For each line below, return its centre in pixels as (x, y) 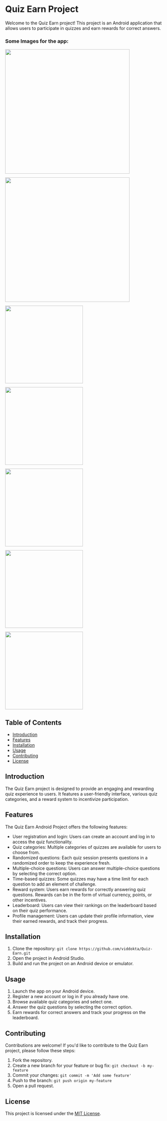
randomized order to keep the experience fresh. (61, 863)
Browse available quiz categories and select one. (63, 1002)
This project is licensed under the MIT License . (53, 1113)
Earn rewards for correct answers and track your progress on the (79, 1012)
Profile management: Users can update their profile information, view (83, 916)
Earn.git (21, 953)
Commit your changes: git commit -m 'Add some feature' (72, 1075)
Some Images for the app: (37, 41)
